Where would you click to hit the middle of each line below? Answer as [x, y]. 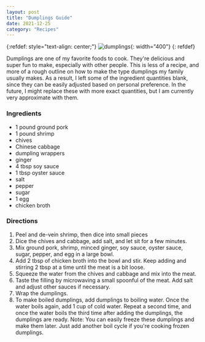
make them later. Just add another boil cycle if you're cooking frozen [102, 325]
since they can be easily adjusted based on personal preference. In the [96, 85]
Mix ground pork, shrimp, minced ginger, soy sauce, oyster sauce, [99, 247]
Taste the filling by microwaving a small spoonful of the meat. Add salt [104, 280]
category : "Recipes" [33, 29]
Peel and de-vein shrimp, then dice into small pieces [82, 235]
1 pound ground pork [42, 127]
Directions [22, 221]
